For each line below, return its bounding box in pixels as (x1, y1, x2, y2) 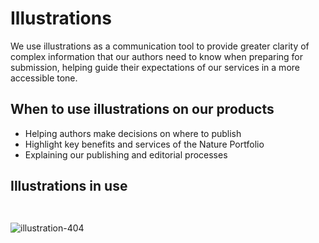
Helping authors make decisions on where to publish (24, 127, 242, 139)
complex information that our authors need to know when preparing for (10, 50, 304, 62)
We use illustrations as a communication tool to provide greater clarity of (10, 40, 310, 52)
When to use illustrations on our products (10, 101, 275, 118)
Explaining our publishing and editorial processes (24, 148, 228, 161)
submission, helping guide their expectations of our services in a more (10, 61, 300, 73)
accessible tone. (10, 72, 78, 84)
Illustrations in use (10, 178, 128, 195)
